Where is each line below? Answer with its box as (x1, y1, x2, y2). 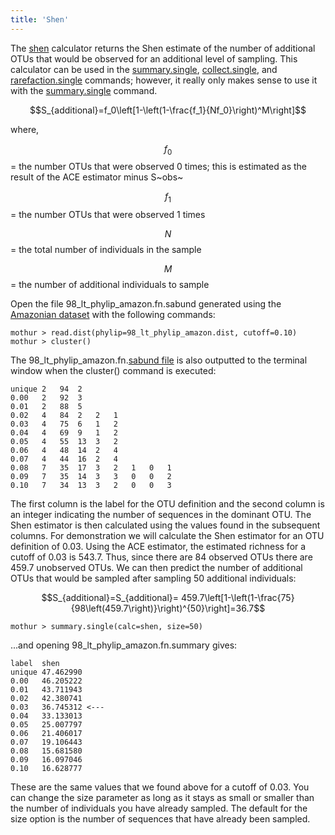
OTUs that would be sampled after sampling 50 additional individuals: (10, 572, 297, 585)
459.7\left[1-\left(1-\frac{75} (180, 592, 295, 604)
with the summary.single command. (10, 84, 158, 96)
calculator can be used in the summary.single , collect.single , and (10, 63, 278, 75)
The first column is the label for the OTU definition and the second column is (10, 498, 325, 510)
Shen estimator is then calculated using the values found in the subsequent (10, 519, 321, 531)
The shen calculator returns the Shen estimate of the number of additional (10, 42, 316, 54)
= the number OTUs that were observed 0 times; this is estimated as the (10, 161, 307, 173)
